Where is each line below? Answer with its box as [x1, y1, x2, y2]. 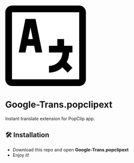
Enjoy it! [12, 152, 29, 158]
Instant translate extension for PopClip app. [5, 115, 95, 121]
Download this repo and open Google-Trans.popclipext [12, 146, 129, 152]
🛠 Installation [5, 131, 49, 139]
